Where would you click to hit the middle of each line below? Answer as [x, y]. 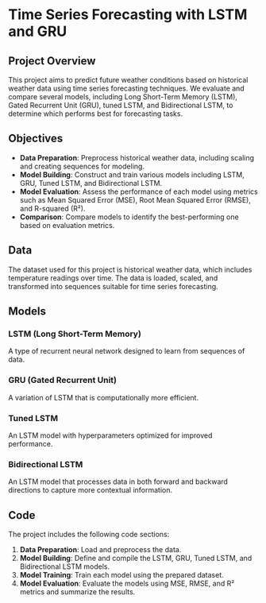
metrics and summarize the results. [77, 592]
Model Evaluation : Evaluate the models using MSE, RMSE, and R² [127, 584]
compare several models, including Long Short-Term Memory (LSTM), [123, 97]
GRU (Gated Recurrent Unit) [63, 381]
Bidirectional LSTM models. [64, 566]
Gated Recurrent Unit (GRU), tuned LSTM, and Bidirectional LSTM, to [121, 105]
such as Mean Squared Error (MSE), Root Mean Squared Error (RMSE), [135, 199]
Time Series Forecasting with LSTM [128, 15]
